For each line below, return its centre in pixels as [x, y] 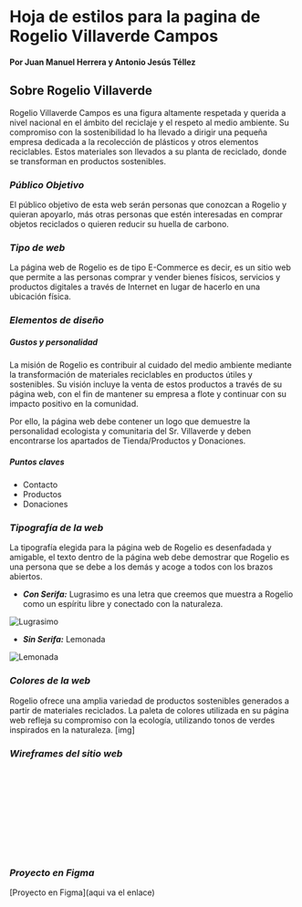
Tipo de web [37, 247]
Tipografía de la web [57, 527]
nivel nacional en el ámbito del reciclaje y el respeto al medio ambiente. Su [149, 122]
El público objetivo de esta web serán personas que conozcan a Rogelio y [148, 204]
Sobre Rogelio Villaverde [81, 91]
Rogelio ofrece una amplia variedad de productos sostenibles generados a [150, 701]
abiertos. [26, 577]
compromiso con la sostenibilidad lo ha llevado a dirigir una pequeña [138, 132]
